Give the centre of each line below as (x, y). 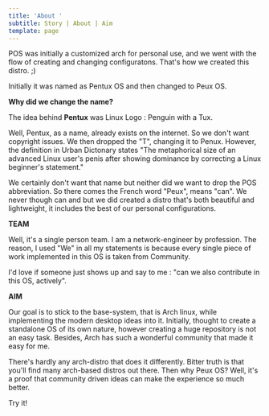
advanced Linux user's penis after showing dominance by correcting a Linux (135, 159)
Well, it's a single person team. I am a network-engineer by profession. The (132, 240)
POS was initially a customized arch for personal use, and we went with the (132, 54)
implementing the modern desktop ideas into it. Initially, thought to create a (132, 321)
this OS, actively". (37, 281)
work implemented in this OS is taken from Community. (100, 257)
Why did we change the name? (61, 102)
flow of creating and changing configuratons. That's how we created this (129, 62)
